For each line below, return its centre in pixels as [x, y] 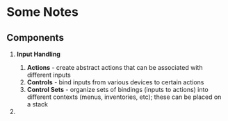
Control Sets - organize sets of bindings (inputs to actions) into [118, 90]
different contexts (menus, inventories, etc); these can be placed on [124, 97]
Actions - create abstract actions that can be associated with [115, 67]
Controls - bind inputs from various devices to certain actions [115, 82]
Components [35, 38]
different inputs [49, 75]
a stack [37, 104]
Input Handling [38, 54]
